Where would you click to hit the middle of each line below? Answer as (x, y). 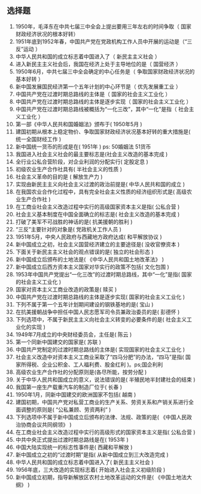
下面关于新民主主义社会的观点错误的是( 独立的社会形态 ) (84, 252)
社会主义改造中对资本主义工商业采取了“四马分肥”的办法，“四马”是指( (100, 357)
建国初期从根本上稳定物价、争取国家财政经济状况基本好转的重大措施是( (103, 132)
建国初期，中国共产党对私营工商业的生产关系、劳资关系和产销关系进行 (102, 402)
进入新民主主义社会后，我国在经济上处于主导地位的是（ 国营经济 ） (98, 64)
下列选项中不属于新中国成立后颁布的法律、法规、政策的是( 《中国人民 (101, 417)
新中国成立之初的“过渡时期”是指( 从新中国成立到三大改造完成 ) (92, 454)
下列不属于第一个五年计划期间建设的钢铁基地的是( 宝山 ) (84, 304)
